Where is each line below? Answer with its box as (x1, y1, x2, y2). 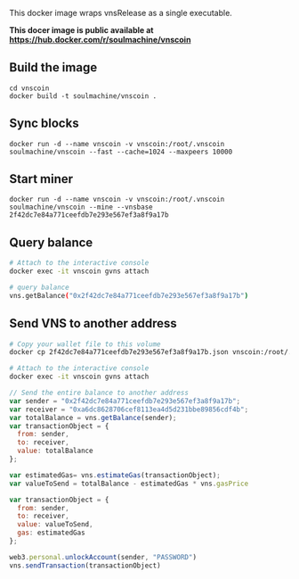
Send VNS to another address (9, 316, 178, 331)
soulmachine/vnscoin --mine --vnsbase (9, 203, 153, 212)
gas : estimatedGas (17, 528, 86, 538)
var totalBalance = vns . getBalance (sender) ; (9, 413, 177, 422)
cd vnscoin (9, 84, 50, 93)
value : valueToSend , (17, 520, 93, 529)
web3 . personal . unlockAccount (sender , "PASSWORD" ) (9, 552, 198, 561)
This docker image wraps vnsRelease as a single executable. (9, 8, 233, 18)
